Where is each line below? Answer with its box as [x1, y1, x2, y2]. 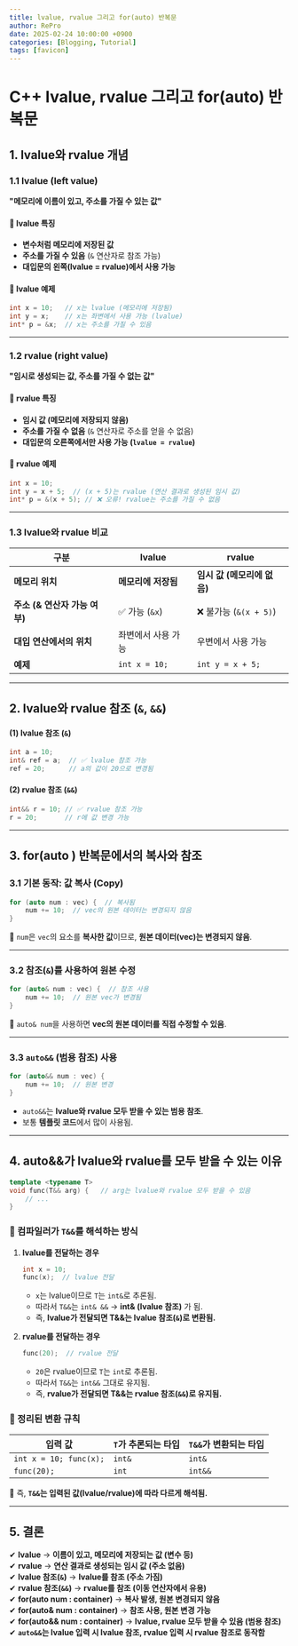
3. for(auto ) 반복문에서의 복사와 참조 [9, 848, 202, 863]
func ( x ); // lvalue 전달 [21, 1273, 114, 1282]
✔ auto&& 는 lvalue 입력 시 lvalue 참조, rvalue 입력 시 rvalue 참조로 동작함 [9, 1627, 266, 1638]
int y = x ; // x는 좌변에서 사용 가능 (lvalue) [9, 312, 184, 321]
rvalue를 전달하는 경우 [21, 1332, 100, 1342]
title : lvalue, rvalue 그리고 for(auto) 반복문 [9, 12, 177, 22]
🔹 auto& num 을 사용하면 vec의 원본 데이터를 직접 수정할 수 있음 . [9, 1019, 227, 1030]
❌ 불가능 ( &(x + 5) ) [196, 605, 277, 617]
